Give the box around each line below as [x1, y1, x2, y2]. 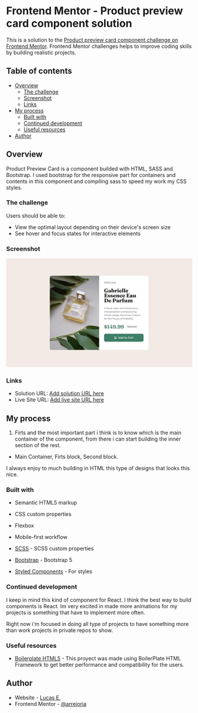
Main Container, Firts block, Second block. [14, 453, 118, 460]
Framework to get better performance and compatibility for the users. [14, 661, 184, 668]
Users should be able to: [6, 212, 66, 219]
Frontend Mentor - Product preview [6, 4, 183, 18]
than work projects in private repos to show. [6, 627, 113, 634]
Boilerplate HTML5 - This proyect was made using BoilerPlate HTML [14, 654, 181, 661]
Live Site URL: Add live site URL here [14, 396, 105, 403]
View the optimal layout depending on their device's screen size [14, 223, 171, 230]
